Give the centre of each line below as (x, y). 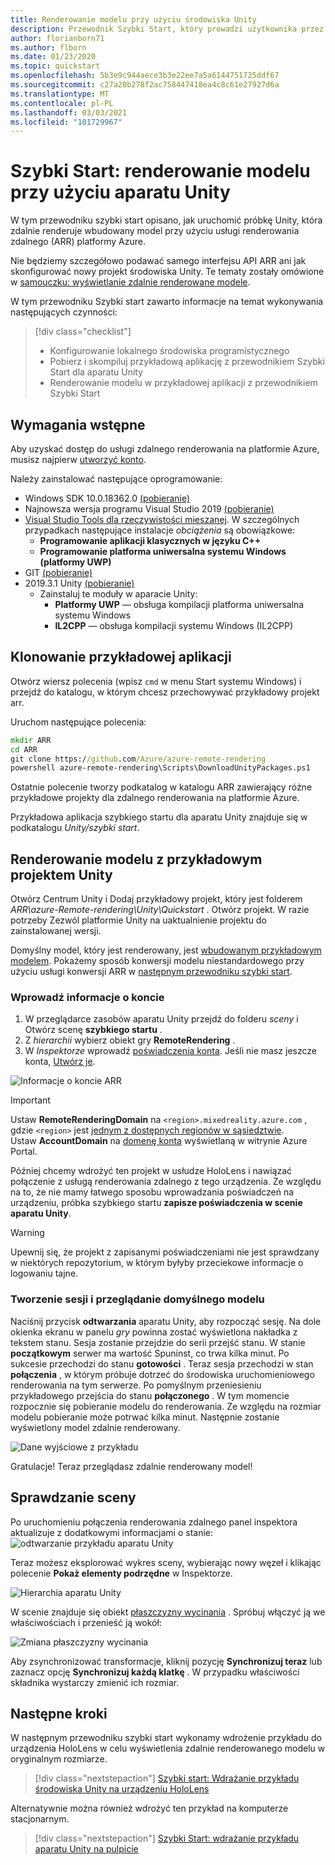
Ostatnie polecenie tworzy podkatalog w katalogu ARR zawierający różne (161, 787)
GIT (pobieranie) (58, 572)
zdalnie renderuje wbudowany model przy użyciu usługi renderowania (155, 231)
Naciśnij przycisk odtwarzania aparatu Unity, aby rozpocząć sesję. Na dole (166, 1321)
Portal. (24, 1152)
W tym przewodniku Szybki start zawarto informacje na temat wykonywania (167, 302)
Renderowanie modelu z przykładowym (136, 859)
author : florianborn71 (57, 38)
